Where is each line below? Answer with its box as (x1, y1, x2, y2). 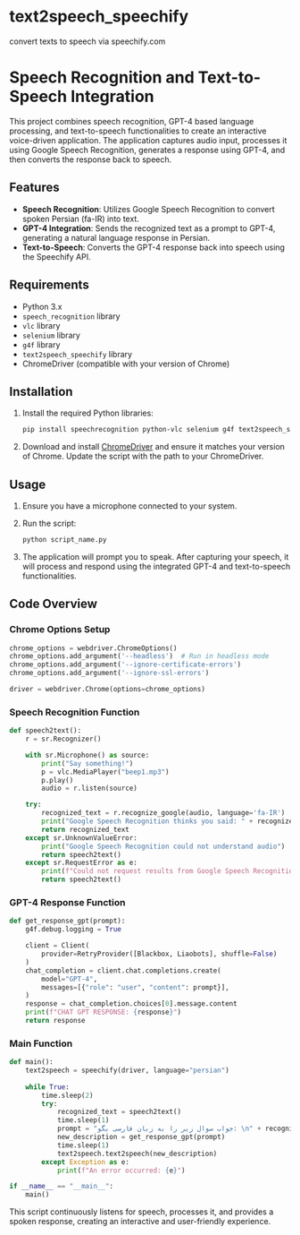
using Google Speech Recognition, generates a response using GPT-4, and (9, 144, 286, 155)
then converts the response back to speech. (9, 154, 172, 165)
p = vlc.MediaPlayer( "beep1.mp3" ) (41, 768, 170, 776)
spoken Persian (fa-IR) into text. (21, 213, 140, 224)
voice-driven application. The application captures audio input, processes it (9, 134, 287, 145)
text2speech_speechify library (21, 348, 132, 359)
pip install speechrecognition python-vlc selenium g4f (21, 425, 235, 434)
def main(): (9, 1058, 54, 1067)
